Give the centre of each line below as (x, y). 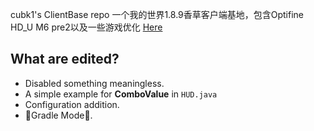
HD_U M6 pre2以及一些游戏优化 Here (86, 27)
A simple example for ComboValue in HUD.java (121, 94)
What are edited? (65, 59)
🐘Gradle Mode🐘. (58, 115)
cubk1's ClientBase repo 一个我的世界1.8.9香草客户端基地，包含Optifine (157, 14)
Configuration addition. (72, 104)
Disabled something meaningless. (94, 83)
